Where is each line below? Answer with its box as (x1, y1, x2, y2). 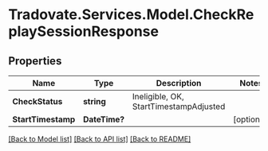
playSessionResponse (8, 22, 160, 41)
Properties (8, 54, 62, 68)
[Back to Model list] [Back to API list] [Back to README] (8, 134, 191, 144)
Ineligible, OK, (132, 91, 185, 102)
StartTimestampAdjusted (132, 101, 226, 112)
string (82, 96, 106, 106)
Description (156, 78, 202, 88)
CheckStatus (12, 96, 63, 106)
